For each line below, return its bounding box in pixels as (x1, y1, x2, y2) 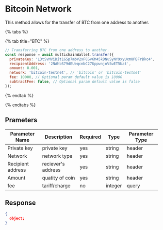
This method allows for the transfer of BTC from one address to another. (5, 19, 149, 25)
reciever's (42, 160, 65, 167)
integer (106, 182, 122, 189)
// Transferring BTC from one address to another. (5, 48, 110, 52)
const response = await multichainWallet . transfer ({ (5, 52, 114, 57)
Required (80, 133, 101, 140)
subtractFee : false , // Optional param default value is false (9, 79, 140, 84)
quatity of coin (42, 174, 75, 181)
